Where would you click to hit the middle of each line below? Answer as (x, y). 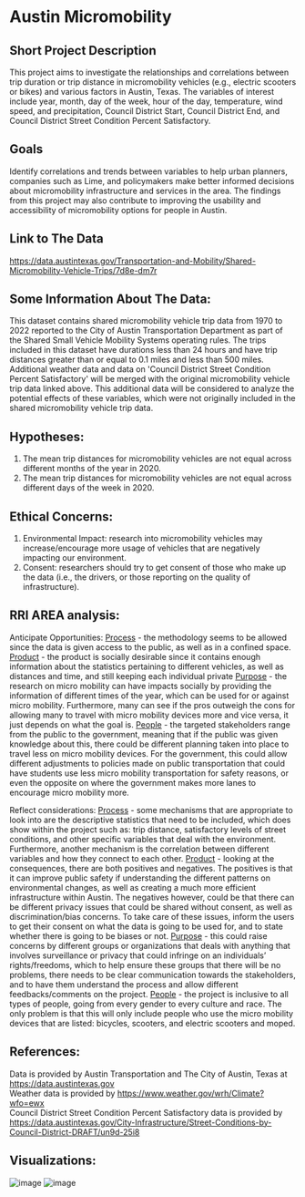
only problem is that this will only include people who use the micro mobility (152, 1013)
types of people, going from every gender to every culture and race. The (146, 1004)
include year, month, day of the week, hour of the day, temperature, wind (147, 101)
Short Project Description (83, 51)
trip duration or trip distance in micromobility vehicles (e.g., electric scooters (153, 82)
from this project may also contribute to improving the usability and (135, 200)
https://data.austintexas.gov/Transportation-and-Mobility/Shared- (133, 261)
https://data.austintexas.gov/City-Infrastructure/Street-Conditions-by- (141, 1122)
